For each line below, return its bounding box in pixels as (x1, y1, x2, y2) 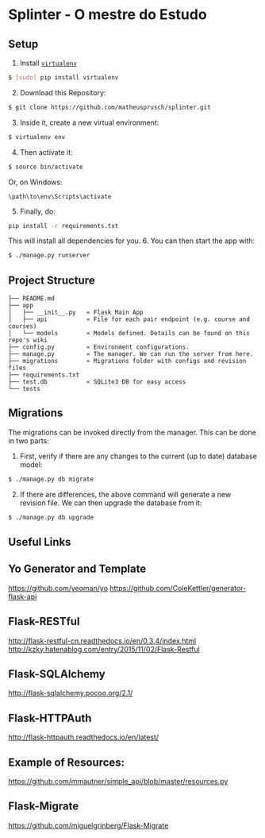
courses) (8, 322, 37, 330)
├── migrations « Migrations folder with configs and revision (8, 357, 247, 365)
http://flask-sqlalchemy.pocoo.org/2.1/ (8, 689, 133, 698)
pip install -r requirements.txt (8, 222, 119, 230)
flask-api (8, 592, 37, 601)
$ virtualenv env (8, 133, 66, 141)
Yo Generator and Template (8, 562, 147, 576)
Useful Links (8, 535, 71, 549)
